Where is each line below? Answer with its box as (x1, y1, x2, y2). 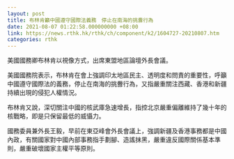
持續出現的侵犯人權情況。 (7, 89, 81, 97)
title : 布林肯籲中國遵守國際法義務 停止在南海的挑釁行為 (7, 17, 154, 24)
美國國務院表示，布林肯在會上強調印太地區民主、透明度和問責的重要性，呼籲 (7, 71, 227, 79)
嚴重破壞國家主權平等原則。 (19, 144, 99, 153)
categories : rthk (7, 36, 58, 43)
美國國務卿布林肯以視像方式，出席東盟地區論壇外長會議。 (7, 56, 172, 65)
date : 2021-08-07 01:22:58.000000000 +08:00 (7, 23, 139, 30)
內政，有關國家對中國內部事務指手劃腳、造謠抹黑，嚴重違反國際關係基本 (7, 135, 214, 144)
